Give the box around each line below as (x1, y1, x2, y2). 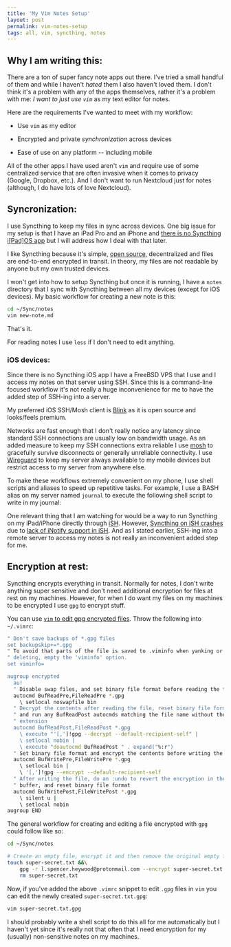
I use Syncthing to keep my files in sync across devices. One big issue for (7, 222, 216, 230)
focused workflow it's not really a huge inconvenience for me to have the (7, 385, 214, 393)
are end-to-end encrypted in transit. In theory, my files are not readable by (7, 257, 219, 265)
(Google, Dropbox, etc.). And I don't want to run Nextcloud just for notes (7, 176, 212, 184)
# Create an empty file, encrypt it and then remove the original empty (7, 853, 220, 860)
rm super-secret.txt (19, 872, 78, 879)
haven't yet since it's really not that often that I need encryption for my (7, 925, 207, 933)
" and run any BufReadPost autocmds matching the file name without (13, 712, 214, 719)
